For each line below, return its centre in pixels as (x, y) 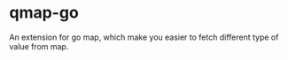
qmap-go (44, 13)
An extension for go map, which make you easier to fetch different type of (144, 37)
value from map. (39, 46)
